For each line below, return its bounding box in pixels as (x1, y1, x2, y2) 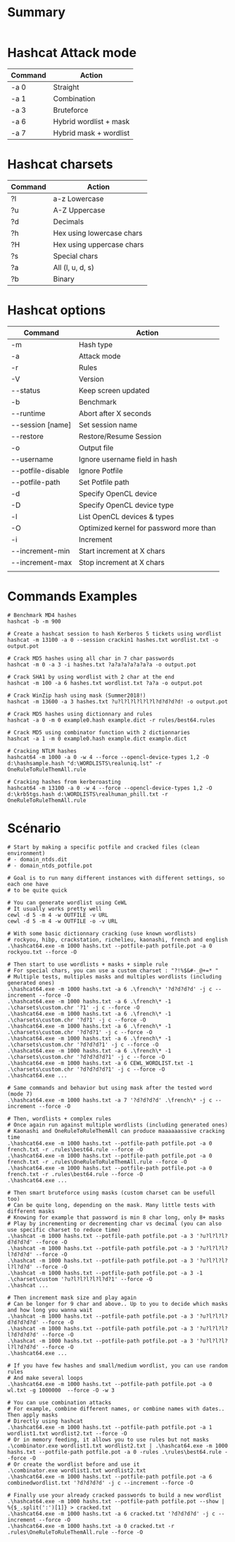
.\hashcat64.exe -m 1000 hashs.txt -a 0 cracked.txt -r (7, 1522, 174, 1529)
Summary (7, 4, 65, 20)
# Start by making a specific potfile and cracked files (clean (7, 844, 200, 851)
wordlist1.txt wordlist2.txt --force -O (7, 1430, 128, 1437)
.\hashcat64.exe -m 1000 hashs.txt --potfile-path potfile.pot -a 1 (7, 1423, 212, 1431)
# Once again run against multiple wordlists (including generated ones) (7, 1121, 229, 1129)
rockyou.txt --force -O (7, 948, 77, 956)
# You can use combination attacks (7, 1399, 112, 1406)
